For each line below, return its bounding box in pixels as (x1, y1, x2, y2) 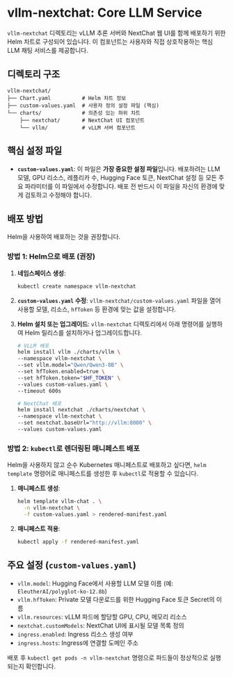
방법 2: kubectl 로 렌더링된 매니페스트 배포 (7, 443, 140, 453)
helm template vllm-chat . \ (17, 498, 102, 505)
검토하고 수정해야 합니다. (24, 190, 93, 199)
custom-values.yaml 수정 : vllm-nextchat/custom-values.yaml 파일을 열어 (17, 296, 221, 304)
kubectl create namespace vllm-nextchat (17, 283, 136, 290)
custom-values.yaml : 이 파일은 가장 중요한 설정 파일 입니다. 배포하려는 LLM (17, 165, 220, 173)
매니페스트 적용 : (17, 524, 61, 532)
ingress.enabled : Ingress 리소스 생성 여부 (17, 630, 134, 638)
